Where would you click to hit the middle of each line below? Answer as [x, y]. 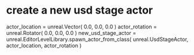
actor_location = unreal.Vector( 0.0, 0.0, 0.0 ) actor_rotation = [81, 27]
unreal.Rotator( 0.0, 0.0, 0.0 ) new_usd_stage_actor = [71, 33]
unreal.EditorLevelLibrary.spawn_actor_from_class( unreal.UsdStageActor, [97, 39]
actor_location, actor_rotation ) [44, 46]
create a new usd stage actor [80, 10]
